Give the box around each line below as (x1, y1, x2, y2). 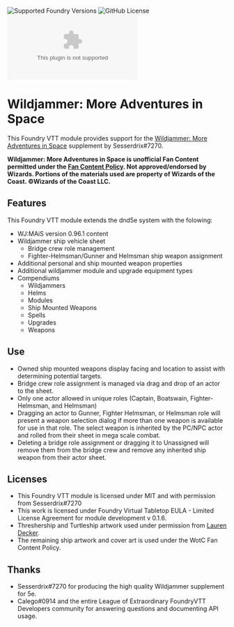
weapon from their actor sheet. (17, 453, 107, 461)
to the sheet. (17, 387, 54, 395)
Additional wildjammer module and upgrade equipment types (17, 266, 193, 274)
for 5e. (17, 589, 37, 598)
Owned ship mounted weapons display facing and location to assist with (17, 364, 225, 373)
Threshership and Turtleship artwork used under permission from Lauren (17, 521, 227, 529)
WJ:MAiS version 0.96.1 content (17, 229, 109, 238)
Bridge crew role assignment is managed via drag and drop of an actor (17, 379, 221, 387)
